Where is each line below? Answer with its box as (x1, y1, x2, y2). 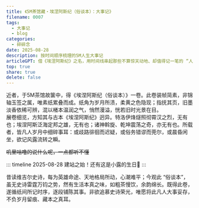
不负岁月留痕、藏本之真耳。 (6, 196, 74, 203)
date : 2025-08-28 (6, 47, 49, 53)
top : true (6, 63, 31, 70)
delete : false (6, 74, 41, 80)
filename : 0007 (6, 14, 44, 20)
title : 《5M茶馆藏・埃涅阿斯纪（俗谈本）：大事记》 (6, 8, 114, 15)
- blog (11, 31, 28, 37)
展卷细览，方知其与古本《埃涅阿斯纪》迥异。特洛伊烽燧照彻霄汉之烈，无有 (6, 113, 188, 121)
